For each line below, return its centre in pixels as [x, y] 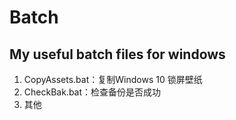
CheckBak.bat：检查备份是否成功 [92, 92]
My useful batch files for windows [117, 54]
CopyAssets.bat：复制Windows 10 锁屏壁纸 [113, 79]
